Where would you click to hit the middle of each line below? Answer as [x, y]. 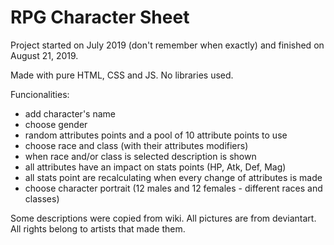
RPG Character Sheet [100, 17]
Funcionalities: [40, 94]
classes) [42, 198]
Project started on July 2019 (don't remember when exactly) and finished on [167, 45]
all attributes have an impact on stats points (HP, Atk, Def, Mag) [155, 167]
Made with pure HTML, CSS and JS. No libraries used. [122, 75]
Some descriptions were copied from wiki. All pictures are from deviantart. [163, 218]
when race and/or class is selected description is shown [140, 156]
